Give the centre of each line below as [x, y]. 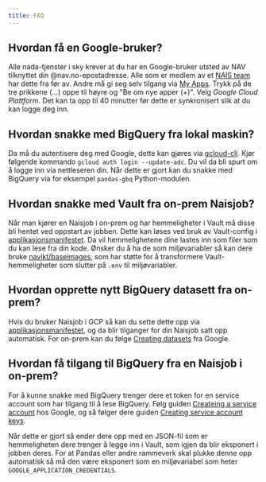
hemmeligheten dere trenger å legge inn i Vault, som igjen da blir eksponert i [133, 444]
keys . [17, 420]
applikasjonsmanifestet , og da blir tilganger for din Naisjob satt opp [118, 330]
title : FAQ [26, 16]
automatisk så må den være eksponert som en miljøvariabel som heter [123, 461]
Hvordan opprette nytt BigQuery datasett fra [120, 290]
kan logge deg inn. [39, 109]
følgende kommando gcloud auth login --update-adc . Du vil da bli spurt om [133, 162]
